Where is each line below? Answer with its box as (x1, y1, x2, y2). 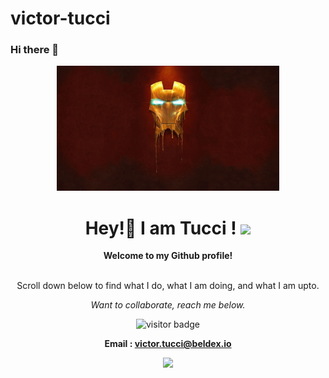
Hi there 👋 (10, 43, 60, 57)
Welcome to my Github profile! (103, 250, 233, 262)
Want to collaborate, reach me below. (90, 299, 246, 311)
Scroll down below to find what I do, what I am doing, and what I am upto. (16, 280, 320, 292)
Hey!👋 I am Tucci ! (84, 217, 237, 239)
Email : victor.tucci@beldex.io (104, 338, 232, 350)
